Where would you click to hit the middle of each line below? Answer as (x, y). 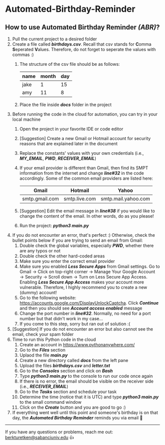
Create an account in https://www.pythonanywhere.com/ (77, 345)
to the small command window (51, 402)
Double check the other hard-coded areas (62, 256)
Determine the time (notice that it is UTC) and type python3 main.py (89, 397)
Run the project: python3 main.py (54, 225)
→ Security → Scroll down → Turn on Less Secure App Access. (83, 277)
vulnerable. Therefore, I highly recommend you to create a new (83, 287)
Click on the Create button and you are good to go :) (73, 407)
